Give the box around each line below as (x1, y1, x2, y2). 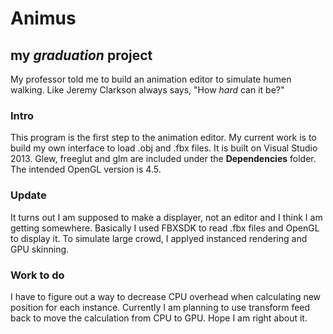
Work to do (10, 268, 65, 282)
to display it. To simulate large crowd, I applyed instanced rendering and (10, 232, 308, 244)
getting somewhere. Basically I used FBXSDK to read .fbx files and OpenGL (10, 222, 320, 234)
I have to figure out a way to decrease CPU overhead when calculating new (10, 290, 322, 302)
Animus (10, 7, 77, 30)
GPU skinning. (10, 243, 70, 255)
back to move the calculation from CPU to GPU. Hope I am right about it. (10, 312, 308, 324)
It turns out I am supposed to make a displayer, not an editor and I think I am (10, 211, 323, 223)
